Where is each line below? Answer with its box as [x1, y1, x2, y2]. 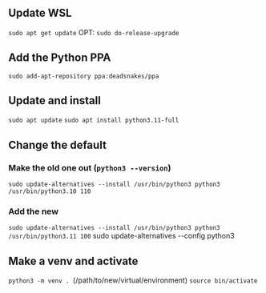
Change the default [8, 138, 107, 151]
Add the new [8, 206, 58, 217]
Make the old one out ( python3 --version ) [8, 162, 171, 173]
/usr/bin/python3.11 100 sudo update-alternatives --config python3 [8, 231, 235, 241]
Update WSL [8, 6, 72, 20]
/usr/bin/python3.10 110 [8, 187, 91, 195]
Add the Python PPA [8, 51, 111, 65]
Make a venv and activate [8, 254, 139, 267]
